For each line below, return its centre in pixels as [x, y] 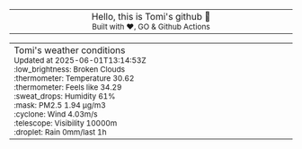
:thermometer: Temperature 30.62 [74, 79]
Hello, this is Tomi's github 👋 [151, 17]
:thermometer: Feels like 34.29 [68, 88]
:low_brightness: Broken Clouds [70, 70]
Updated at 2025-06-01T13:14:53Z [80, 61]
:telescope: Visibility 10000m [66, 123]
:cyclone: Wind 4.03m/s [56, 114]
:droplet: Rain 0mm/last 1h [60, 132]
